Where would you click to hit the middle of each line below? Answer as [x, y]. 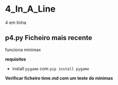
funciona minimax [23, 49]
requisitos [16, 59]
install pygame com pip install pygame [51, 68]
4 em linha [16, 22]
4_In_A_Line [30, 9]
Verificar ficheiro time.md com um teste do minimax [59, 78]
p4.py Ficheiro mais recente [49, 38]
